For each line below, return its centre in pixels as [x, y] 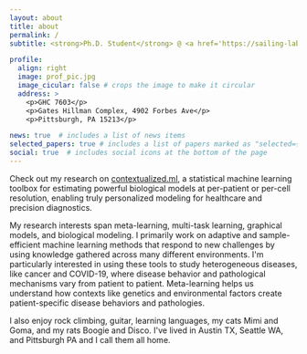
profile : [26, 60]
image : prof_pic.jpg [57, 77]
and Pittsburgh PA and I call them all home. [90, 339]
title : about [34, 26]
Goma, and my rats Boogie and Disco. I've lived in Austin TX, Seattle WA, [147, 330]
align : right [42, 68]
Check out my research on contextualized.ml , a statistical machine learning [151, 178]
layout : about [37, 18]
